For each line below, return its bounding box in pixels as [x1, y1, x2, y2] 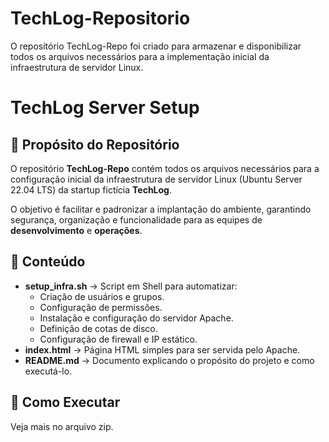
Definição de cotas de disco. [39, 322, 158, 334]
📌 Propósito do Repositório [10, 136, 180, 153]
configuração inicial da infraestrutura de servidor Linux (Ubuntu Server [10, 173, 303, 185]
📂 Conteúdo [10, 253, 86, 271]
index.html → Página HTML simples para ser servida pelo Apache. [24, 343, 301, 356]
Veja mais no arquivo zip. [10, 420, 114, 432]
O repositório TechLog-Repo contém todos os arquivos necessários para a [10, 162, 320, 174]
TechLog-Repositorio [10, 7, 191, 30]
